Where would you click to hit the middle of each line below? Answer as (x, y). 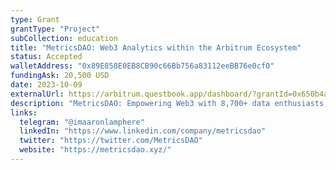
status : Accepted (46, 57)
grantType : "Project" (55, 29)
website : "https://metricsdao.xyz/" (95, 150)
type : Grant (35, 19)
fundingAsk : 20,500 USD (60, 76)
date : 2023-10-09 (46, 85)
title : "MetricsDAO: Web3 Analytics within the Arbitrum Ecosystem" (156, 47)
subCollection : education (64, 38)
